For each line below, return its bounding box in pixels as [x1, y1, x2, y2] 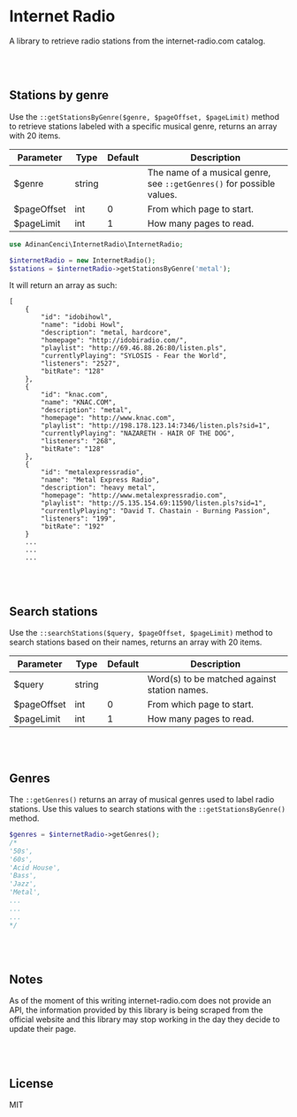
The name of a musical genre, [147, 166, 271, 178]
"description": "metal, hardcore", [41, 328, 172, 338]
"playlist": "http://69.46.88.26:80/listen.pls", [41, 344, 227, 353]
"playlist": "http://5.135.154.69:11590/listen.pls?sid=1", [41, 499, 267, 508]
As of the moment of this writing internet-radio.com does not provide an [9, 996, 271, 1006]
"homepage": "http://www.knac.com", [41, 414, 176, 423]
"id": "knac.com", [41, 390, 109, 400]
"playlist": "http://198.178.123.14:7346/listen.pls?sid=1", [41, 421, 271, 431]
